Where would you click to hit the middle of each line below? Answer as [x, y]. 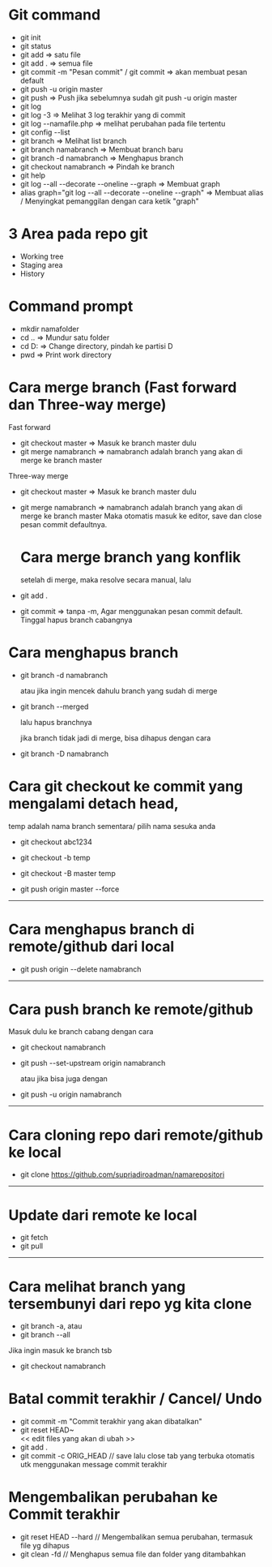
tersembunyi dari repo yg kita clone [130, 1304]
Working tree [42, 256]
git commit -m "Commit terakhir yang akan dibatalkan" [111, 1422]
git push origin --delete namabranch [81, 969]
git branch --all [45, 1335]
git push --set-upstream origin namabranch [93, 1063]
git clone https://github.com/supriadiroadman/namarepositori [122, 1174]
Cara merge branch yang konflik [130, 557]
